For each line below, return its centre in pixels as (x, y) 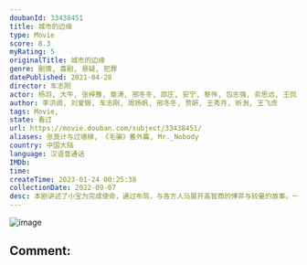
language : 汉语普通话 (47, 154)
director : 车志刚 (40, 86)
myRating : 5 (32, 52)
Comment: (40, 251)
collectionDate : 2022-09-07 (63, 188)
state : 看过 (31, 120)
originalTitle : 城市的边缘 (57, 60)
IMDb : (20, 162)
